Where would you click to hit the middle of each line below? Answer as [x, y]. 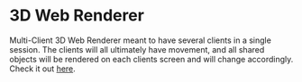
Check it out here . [43, 69]
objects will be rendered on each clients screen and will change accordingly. [151, 59]
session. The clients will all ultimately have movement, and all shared [137, 49]
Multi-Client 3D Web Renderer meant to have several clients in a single [141, 40]
